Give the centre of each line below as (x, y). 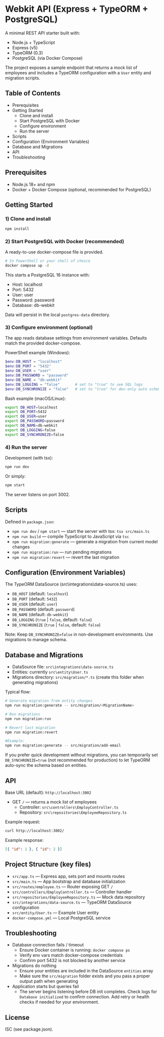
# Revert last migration (30, 728)
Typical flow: (18, 692)
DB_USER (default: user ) (35, 604)
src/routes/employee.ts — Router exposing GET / (62, 886)
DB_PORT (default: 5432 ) (35, 599)
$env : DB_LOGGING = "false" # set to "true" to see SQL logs (74, 384)
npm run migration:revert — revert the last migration (66, 557)
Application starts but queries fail (45, 987)
